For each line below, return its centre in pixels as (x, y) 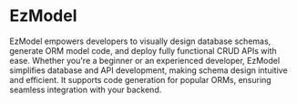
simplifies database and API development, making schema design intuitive (149, 70)
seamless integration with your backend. (86, 89)
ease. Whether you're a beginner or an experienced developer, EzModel (145, 60)
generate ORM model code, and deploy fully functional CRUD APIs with (143, 50)
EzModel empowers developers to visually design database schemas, (140, 41)
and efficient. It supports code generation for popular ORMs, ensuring (140, 79)
